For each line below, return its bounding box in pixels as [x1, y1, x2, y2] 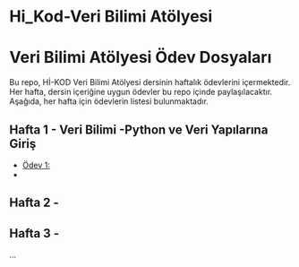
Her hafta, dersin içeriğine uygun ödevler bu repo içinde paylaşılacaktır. [9, 87, 273, 98]
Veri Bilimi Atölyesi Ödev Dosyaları [9, 47, 272, 68]
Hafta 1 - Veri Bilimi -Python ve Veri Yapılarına [9, 122, 269, 137]
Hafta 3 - [9, 226, 60, 241]
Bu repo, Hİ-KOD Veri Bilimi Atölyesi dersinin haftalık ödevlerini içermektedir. [9, 77, 291, 88]
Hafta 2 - [9, 195, 60, 211]
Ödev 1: [21, 159, 51, 170]
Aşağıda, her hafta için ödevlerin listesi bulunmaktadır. [9, 96, 209, 107]
